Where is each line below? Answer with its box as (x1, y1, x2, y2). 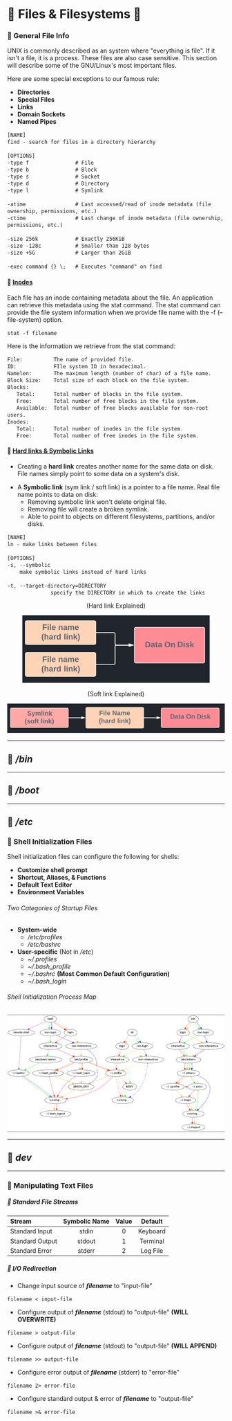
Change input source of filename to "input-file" (17, 1282, 153, 1290)
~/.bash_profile (27, 962, 71, 970)
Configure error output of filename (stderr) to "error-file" (17, 1368, 180, 1377)
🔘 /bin (7, 753, 33, 765)
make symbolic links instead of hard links (19, 568, 147, 575)
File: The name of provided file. (7, 356, 135, 363)
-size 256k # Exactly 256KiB (7, 235, 126, 243)
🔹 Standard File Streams (7, 1197, 79, 1206)
